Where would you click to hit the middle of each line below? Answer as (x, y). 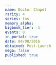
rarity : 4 (15, 14)
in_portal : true (21, 37)
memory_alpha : (19, 23)
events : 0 (15, 32)
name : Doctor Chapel (26, 10)
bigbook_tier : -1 (23, 28)
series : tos (17, 19)
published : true (21, 55)
